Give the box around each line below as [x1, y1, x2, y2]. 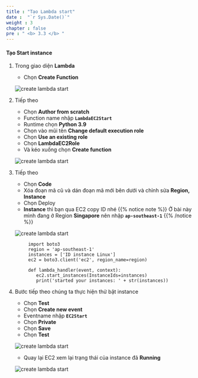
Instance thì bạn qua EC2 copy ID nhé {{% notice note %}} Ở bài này [23, 206, 192, 213]
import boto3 [28, 242, 60, 247]
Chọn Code [23, 180, 52, 188]
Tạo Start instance [6, 49, 53, 56]
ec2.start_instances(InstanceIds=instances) [36, 272, 148, 279]
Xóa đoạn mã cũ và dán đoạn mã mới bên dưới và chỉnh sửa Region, [23, 187, 190, 194]
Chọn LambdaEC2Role [23, 140, 80, 147]
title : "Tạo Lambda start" [6, 8, 76, 15]
